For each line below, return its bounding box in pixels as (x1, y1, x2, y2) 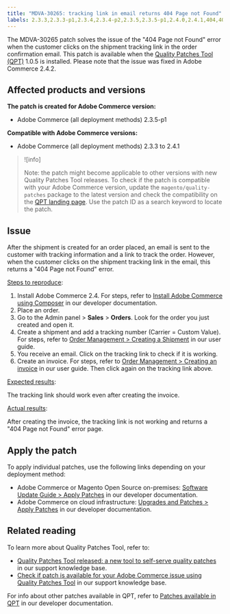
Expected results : (7, 378, 57, 386)
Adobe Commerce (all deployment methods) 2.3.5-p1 (16, 116, 167, 124)
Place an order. (16, 306, 60, 315)
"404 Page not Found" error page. (7, 425, 104, 433)
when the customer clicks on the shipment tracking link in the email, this (7, 258, 211, 266)
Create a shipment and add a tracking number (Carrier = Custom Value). (16, 328, 221, 336)
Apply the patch (7, 445, 77, 456)
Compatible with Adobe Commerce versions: (7, 129, 138, 137)
